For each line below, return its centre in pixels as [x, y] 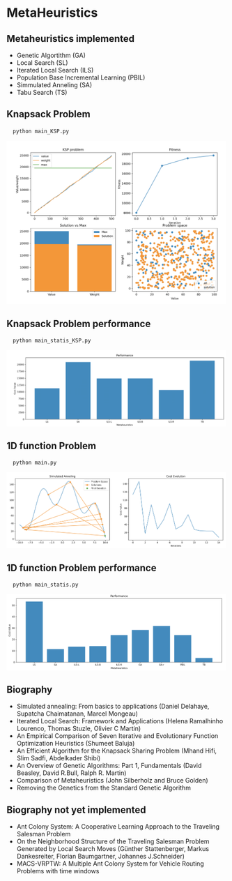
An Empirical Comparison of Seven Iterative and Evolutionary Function [117, 736]
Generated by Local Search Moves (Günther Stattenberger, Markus [113, 849]
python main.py [35, 463]
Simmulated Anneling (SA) [54, 85]
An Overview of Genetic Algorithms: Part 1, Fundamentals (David [109, 766]
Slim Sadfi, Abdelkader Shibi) [59, 758]
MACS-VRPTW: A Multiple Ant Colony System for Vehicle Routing [110, 864]
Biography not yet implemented [77, 810]
